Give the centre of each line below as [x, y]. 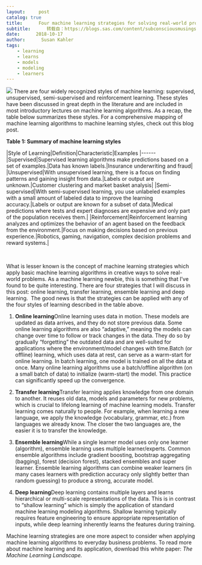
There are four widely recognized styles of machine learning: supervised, [104, 92]
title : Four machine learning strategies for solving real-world [96, 23]
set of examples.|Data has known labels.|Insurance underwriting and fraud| [99, 166]
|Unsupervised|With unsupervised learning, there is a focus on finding [93, 172]
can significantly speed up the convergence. [70, 380]
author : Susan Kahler [40, 40]
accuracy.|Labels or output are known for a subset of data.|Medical [90, 204]
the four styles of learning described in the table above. [75, 305]
